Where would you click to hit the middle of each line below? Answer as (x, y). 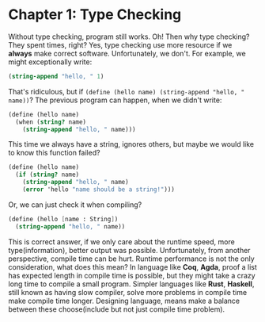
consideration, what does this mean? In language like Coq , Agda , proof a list (132, 266)
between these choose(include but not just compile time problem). (117, 309)
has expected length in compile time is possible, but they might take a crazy (132, 275)
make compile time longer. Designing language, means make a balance (124, 301)
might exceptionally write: (50, 62)
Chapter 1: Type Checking (95, 15)
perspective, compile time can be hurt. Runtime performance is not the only (131, 259)
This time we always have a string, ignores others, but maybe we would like (131, 144)
